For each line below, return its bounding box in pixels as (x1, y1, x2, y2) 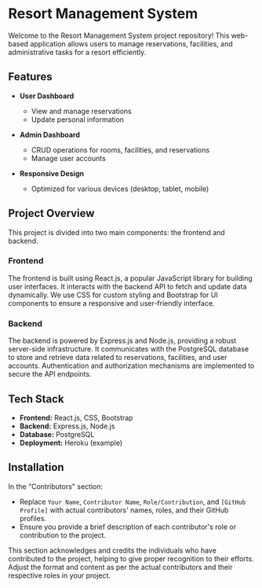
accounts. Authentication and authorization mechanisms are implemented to (8, 361, 255, 370)
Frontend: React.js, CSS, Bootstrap (19, 413, 133, 422)
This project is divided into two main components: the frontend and (8, 227, 225, 237)
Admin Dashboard (19, 130, 81, 139)
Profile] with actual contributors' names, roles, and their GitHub (19, 505, 229, 515)
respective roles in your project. (8, 571, 111, 580)
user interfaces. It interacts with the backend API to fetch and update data (8, 281, 247, 291)
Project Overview (8, 207, 95, 220)
